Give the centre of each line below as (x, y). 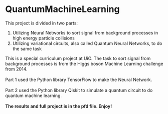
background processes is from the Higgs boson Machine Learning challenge (84, 63)
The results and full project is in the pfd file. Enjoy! (59, 106)
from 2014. (16, 69)
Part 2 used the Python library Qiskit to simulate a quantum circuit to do (79, 90)
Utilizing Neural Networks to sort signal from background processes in (85, 32)
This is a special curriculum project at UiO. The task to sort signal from (78, 58)
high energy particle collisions (44, 38)
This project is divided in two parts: (42, 23)
